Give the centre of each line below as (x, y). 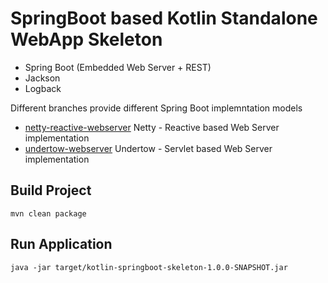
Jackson (42, 78)
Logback (43, 88)
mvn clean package (48, 213)
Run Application (61, 244)
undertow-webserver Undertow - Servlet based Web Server (148, 148)
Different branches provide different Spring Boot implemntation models (156, 108)
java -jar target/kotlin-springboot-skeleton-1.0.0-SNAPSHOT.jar (149, 267)
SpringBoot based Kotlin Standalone (164, 18)
